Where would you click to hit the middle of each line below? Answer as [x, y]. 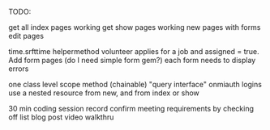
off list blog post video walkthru [61, 117]
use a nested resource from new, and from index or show [104, 93]
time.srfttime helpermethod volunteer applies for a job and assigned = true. [134, 51]
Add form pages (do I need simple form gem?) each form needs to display [132, 60]
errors [19, 69]
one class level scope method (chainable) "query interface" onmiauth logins [135, 84]
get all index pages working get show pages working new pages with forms [135, 27]
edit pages [26, 36]
